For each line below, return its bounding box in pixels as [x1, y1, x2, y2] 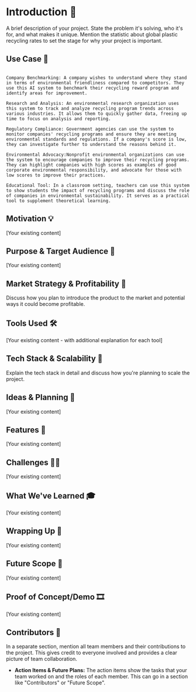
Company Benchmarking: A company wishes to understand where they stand [6, 74, 187, 81]
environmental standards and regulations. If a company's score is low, [6, 136, 187, 142]
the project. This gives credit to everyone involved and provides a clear [6, 649, 177, 656]
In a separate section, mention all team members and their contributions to [6, 643, 186, 650]
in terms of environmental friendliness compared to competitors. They [6, 80, 184, 86]
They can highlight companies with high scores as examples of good [6, 162, 177, 168]
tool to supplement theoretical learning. [6, 197, 111, 204]
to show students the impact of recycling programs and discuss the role [6, 188, 190, 193]
